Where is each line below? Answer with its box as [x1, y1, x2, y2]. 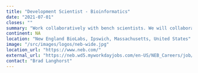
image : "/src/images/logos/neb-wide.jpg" [6, 42, 110, 48]
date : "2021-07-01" [6, 14, 54, 20]
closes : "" [6, 19, 33, 25]
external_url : [6, 52, 41, 58]
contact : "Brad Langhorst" [6, 58, 72, 64]
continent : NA [6, 31, 41, 36]
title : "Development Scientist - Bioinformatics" [6, 8, 131, 15]
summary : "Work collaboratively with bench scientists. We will [6, 25, 167, 31]
